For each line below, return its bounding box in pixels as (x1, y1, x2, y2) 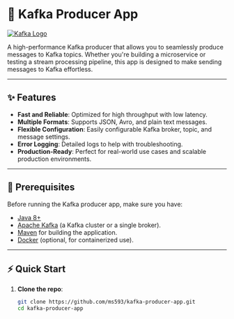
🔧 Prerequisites (7, 181, 75, 194)
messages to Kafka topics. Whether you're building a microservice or (7, 50, 206, 59)
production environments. (17, 155, 92, 163)
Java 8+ (17, 213, 41, 221)
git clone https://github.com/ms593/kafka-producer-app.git (17, 299, 196, 306)
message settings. (17, 132, 70, 141)
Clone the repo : (17, 285, 63, 293)
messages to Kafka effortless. (7, 65, 93, 73)
